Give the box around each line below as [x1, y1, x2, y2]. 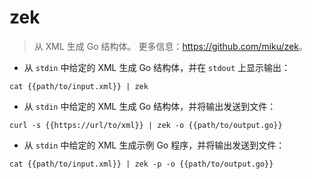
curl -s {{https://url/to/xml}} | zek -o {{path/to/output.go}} [9, 120, 283, 130]
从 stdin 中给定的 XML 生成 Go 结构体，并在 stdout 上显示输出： [23, 61, 291, 73]
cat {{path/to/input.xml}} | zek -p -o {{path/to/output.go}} [9, 159, 274, 169]
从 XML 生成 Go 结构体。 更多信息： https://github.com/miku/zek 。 [33, 40, 308, 52]
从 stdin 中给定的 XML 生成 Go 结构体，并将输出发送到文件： [23, 100, 277, 112]
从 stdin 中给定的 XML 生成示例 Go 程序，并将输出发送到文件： [23, 139, 286, 151]
